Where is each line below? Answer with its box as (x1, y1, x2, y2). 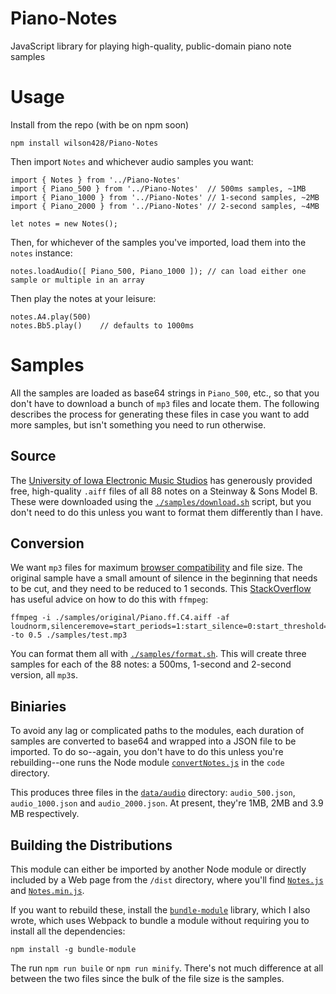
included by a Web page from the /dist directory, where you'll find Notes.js (10, 874, 324, 886)
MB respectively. (10, 808, 80, 820)
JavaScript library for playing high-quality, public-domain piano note (10, 40, 292, 52)
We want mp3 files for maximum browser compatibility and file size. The (10, 562, 303, 574)
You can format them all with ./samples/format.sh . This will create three (10, 648, 307, 660)
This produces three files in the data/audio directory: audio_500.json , (10, 787, 296, 799)
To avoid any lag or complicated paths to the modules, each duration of (10, 725, 305, 737)
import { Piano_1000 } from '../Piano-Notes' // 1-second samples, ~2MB (10, 192, 320, 202)
